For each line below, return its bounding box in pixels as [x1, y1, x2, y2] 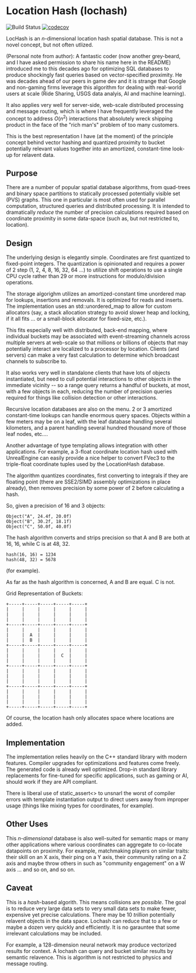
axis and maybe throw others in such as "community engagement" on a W [6, 860, 185, 867]
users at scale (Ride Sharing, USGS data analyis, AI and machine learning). [6, 90, 186, 97]
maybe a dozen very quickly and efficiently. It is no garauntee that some [6, 924, 180, 931]
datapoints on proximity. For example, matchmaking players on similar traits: [6, 847, 190, 854]
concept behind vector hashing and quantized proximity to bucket [6, 139, 165, 146]
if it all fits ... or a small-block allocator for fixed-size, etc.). [6, 316, 147, 323]
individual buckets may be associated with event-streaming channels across [6, 333, 190, 340]
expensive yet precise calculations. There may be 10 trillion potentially [6, 911, 175, 918]
